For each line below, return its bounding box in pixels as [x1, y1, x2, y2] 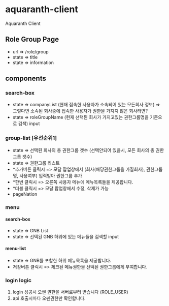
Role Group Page [5, 35, 59, 44]
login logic [5, 277, 32, 284]
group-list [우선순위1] [5, 135, 57, 142]
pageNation [12, 191, 38, 197]
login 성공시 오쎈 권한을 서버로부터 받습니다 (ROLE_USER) [12, 289, 128, 295]
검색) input [18, 120, 40, 127]
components [5, 74, 47, 83]
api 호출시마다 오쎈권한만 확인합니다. [12, 295, 86, 301]
